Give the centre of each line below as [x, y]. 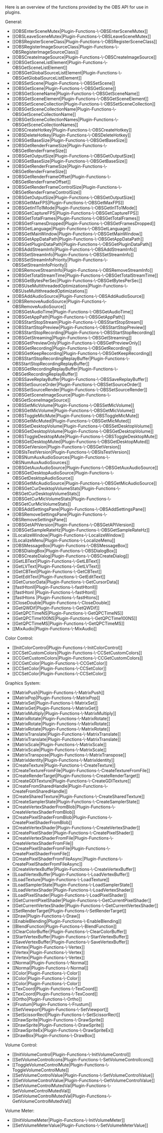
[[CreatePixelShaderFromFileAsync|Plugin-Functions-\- [67, 859]
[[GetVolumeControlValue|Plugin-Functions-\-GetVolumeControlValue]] [83, 1080]
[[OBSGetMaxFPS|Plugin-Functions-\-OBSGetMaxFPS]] [68, 203]
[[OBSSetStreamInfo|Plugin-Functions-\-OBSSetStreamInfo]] [73, 255]
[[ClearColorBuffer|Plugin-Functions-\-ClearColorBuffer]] [69, 932]
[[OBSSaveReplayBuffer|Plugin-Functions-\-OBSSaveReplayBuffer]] [80, 379]
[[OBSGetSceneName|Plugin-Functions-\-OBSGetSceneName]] [76, 93]
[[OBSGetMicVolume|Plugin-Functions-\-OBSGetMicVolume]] [73, 411]
